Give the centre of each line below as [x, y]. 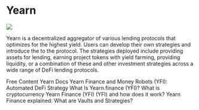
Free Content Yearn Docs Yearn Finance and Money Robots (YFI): [87, 81]
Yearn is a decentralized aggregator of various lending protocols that [91, 38]
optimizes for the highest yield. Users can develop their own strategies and [99, 44]
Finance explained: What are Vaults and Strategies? [70, 100]
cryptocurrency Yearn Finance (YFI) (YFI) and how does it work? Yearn [94, 94]
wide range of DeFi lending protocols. [53, 70]
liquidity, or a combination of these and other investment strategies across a [100, 63]
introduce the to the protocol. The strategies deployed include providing [95, 51]
